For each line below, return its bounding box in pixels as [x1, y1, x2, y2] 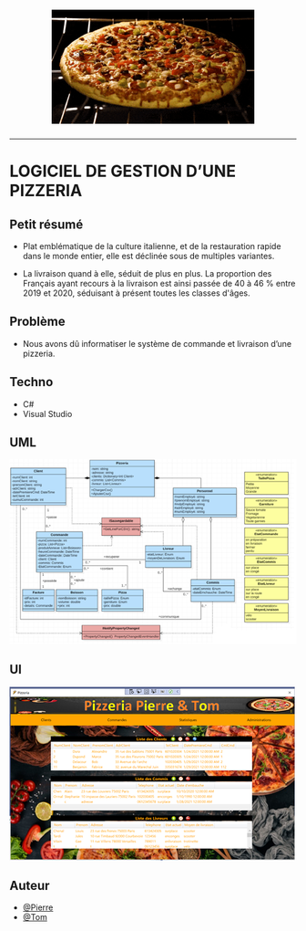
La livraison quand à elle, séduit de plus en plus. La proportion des [22, 267, 272, 278]
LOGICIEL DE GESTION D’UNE [9, 161, 237, 182]
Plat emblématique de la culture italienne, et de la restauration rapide [22, 240, 281, 251]
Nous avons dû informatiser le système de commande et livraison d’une [22, 338, 292, 349]
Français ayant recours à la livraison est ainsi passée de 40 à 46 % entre [22, 277, 296, 288]
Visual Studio [22, 408, 73, 419]
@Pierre [22, 902, 54, 913]
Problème [9, 314, 66, 330]
